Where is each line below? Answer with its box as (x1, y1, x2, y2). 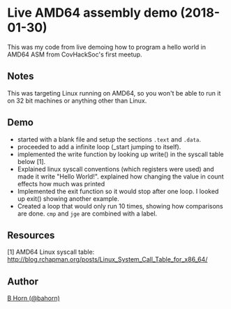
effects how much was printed (17, 179, 105, 188)
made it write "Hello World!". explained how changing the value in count (17, 172, 224, 181)
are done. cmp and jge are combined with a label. (17, 209, 158, 218)
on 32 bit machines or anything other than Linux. (7, 96, 147, 105)
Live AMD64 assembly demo (7, 5, 178, 21)
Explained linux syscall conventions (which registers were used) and (17, 165, 214, 173)
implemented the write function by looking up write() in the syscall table (17, 150, 224, 158)
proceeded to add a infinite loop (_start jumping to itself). (17, 142, 181, 151)
